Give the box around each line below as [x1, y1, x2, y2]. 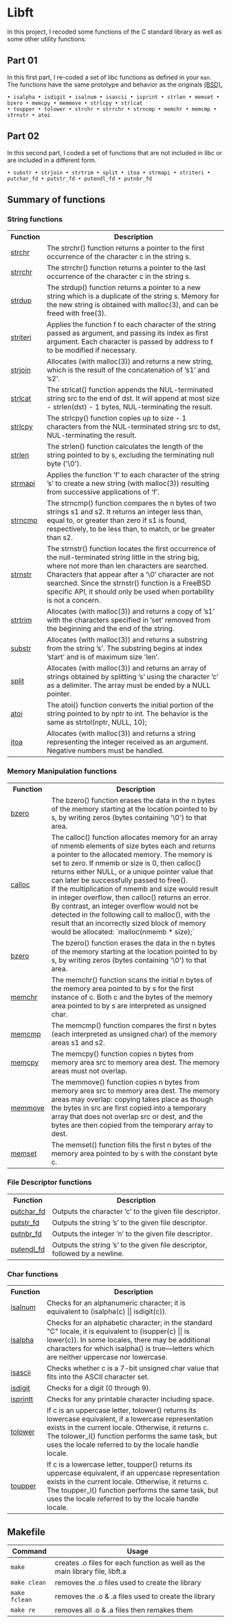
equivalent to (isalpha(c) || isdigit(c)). [47, 1307, 167, 1317]
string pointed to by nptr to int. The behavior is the [47, 709, 208, 719]
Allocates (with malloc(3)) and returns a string [47, 728, 196, 738]
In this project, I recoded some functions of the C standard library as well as [7, 27, 222, 36]
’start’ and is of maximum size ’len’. [47, 652, 159, 662]
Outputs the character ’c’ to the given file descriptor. [52, 1206, 221, 1216]
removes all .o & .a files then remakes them [54, 1605, 193, 1614]
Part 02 [7, 131, 40, 142]
